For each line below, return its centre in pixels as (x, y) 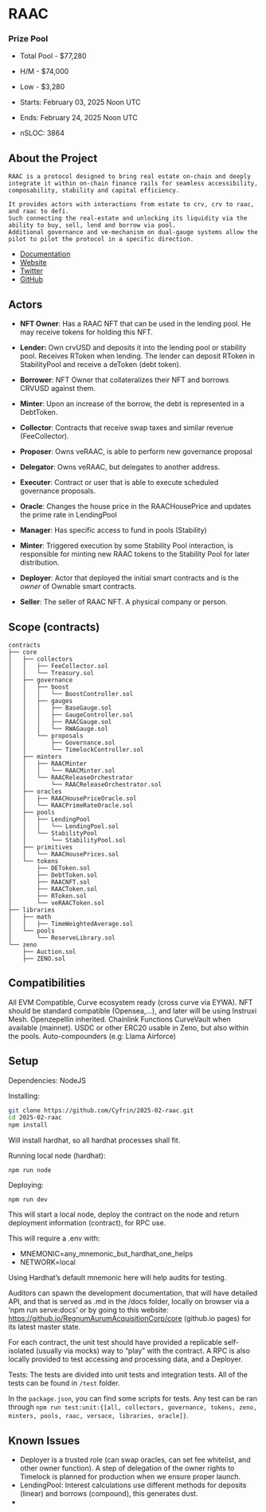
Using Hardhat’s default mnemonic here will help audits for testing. (117, 1278)
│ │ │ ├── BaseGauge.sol (60, 708)
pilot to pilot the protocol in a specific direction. (101, 240)
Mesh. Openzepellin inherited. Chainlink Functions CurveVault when (119, 1019)
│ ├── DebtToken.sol (53, 875)
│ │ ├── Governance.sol (62, 742)
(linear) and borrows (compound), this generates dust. (109, 1493)
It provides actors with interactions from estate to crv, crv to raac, (131, 205)
